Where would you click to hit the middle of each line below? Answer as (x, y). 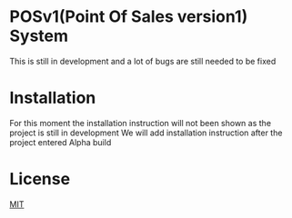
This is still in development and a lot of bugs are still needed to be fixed (143, 61)
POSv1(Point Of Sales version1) (129, 17)
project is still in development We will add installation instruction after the (146, 133)
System (39, 36)
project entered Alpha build (60, 142)
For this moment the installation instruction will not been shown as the (140, 123)
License (40, 179)
